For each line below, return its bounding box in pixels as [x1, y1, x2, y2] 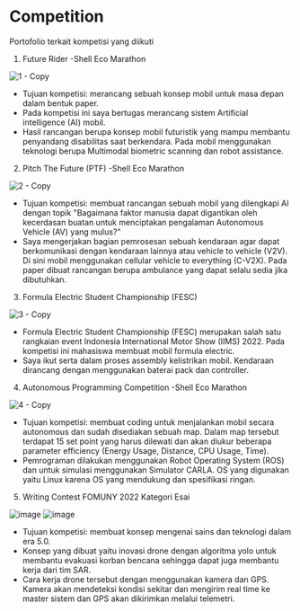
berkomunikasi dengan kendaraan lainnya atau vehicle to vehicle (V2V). [22, 245, 288, 256]
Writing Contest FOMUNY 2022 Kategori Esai [22, 491, 190, 502]
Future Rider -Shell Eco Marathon [22, 53, 146, 64]
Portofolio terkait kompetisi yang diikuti [9, 36, 154, 47]
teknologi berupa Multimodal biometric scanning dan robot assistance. [22, 146, 285, 156]
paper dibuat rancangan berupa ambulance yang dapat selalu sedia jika [22, 264, 288, 275]
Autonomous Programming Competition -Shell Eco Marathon [22, 382, 247, 393]
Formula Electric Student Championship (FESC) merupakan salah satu [22, 326, 281, 337]
